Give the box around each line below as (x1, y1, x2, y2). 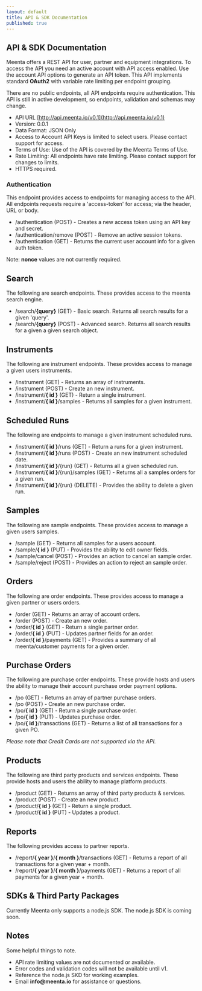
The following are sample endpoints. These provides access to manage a (6, 521, 188, 528)
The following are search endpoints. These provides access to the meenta (6, 289, 191, 297)
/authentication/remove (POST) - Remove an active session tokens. (14, 231, 183, 239)
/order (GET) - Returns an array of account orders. (14, 611, 140, 618)
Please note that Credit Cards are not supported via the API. (6, 738, 156, 745)
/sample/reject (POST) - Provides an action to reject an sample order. (14, 559, 188, 566)
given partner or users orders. (6, 598, 81, 606)
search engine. (6, 296, 43, 303)
